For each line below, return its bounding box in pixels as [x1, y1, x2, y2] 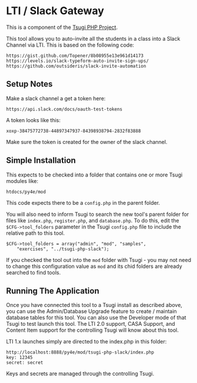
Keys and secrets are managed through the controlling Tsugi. [6, 370, 155, 377]
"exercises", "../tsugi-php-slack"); [17, 246, 110, 252]
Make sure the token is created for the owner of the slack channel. [6, 138, 168, 145]
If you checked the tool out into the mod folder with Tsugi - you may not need [6, 256, 192, 263]
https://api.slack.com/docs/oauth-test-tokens [6, 106, 123, 112]
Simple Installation [6, 155, 76, 166]
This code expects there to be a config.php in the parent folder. [6, 199, 160, 206]
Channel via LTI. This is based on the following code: [6, 41, 134, 48]
